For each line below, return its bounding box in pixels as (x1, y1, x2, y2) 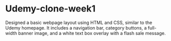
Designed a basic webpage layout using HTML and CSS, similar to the (5, 19, 152, 25)
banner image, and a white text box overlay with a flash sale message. (18, 30, 166, 36)
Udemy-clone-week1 (5, 3, 96, 14)
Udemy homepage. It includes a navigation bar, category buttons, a (5, 24, 147, 30)
